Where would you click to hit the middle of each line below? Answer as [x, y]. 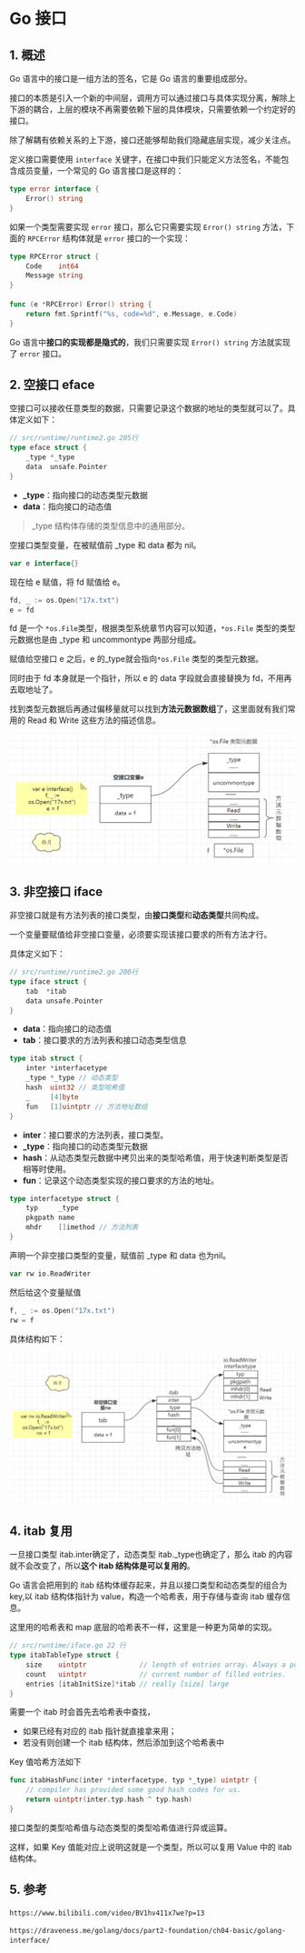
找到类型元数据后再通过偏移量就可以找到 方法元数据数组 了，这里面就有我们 [148, 709]
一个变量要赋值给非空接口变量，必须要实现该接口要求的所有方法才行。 [141, 935]
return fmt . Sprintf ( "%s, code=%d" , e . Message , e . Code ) [132, 314]
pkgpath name [50, 1218]
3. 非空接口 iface [56, 891]
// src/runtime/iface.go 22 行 [68, 1646]
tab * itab [46, 991]
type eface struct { [49, 448]
